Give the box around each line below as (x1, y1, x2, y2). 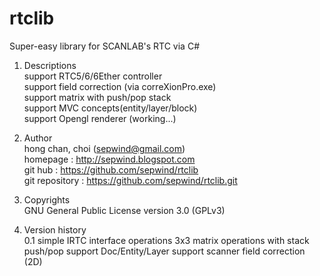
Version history (23, 223, 87, 236)
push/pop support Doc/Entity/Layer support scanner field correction (23, 245, 306, 257)
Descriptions (23, 59, 77, 71)
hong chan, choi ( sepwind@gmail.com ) (23, 142, 186, 154)
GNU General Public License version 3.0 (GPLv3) (23, 204, 226, 216)
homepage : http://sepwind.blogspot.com (23, 153, 196, 165)
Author (23, 132, 53, 144)
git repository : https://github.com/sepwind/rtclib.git (23, 174, 238, 186)
